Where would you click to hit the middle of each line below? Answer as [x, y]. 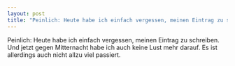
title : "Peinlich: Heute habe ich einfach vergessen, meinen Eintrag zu [115, 20]
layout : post [26, 14]
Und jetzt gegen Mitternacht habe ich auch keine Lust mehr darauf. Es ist [113, 47]
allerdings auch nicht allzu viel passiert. [64, 55]
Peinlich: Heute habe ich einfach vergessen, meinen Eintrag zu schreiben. [114, 40]
